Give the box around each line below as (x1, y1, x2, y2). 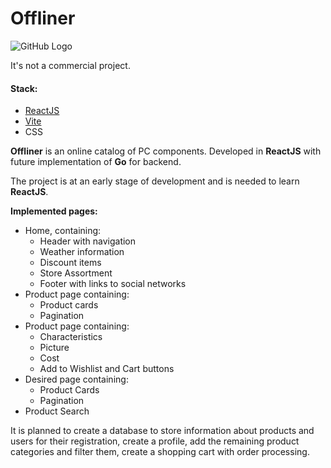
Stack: (10, 82, 38, 94)
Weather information (39, 246, 125, 258)
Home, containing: (24, 225, 102, 237)
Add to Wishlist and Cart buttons (39, 363, 175, 375)
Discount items (39, 257, 102, 269)
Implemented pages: (10, 205, 98, 217)
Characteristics (39, 331, 103, 343)
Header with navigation (39, 235, 137, 247)
